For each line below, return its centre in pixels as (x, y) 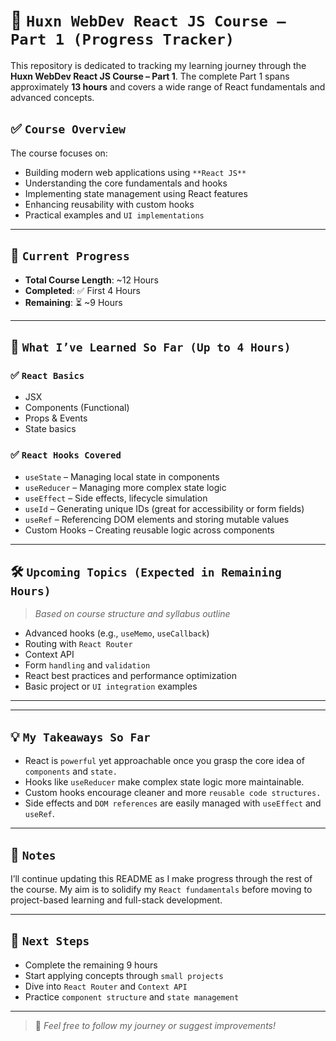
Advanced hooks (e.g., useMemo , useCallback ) (117, 633)
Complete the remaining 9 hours (91, 965)
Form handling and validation (87, 665)
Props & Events (56, 418)
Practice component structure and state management (132, 996)
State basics (50, 429)
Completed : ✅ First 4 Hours (82, 290)
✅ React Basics (47, 375)
